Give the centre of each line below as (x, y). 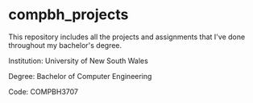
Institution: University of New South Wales (79, 61)
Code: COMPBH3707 (44, 91)
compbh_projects (68, 15)
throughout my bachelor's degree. (65, 45)
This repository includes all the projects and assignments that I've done (127, 37)
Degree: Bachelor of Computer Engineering (80, 76)
